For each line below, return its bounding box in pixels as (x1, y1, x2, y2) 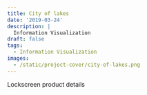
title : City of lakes (7, 10, 70, 17)
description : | (7, 23, 51, 30)
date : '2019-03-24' (7, 17, 63, 23)
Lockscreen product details (7, 80, 85, 88)
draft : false (7, 36, 45, 43)
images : (7, 55, 30, 62)
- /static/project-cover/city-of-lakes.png (13, 61, 140, 68)
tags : (7, 42, 23, 49)
